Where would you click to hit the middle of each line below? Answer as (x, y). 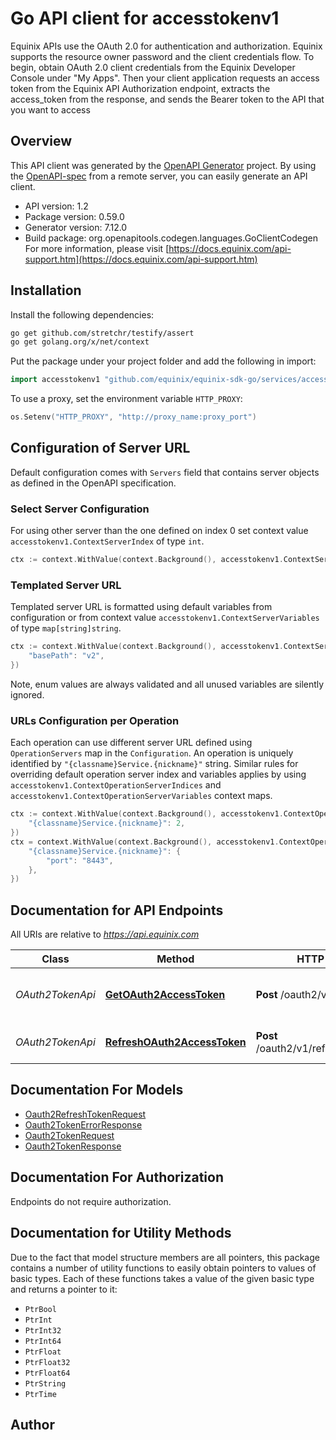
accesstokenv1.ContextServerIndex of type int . (107, 541)
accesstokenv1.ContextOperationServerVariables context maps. (141, 796)
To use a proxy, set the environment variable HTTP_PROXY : (126, 399)
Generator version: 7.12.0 (76, 227)
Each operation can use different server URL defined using (131, 743)
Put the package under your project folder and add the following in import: (163, 361)
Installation (46, 290)
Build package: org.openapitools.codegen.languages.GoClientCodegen (171, 238)
